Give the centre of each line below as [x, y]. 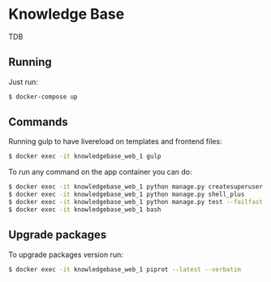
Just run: [24, 81]
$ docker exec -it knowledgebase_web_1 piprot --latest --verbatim [125, 269]
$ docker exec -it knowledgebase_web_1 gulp [85, 156]
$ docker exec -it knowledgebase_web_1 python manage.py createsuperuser [136, 187]
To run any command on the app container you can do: [100, 172]
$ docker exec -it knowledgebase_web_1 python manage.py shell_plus [127, 195]
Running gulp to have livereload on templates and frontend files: [115, 141]
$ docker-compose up [43, 97]
